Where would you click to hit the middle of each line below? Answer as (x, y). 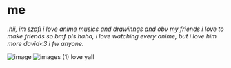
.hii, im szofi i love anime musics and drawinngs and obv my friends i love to (115, 29)
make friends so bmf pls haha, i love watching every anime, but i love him (112, 36)
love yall (82, 56)
